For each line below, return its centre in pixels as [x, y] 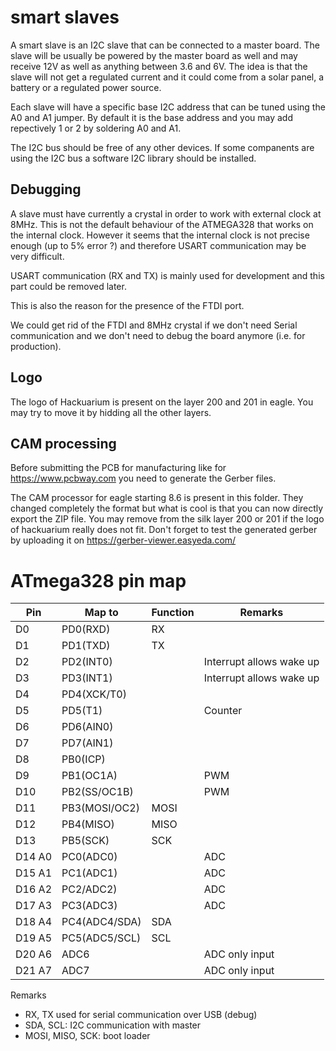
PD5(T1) [82, 711]
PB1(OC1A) [89, 776]
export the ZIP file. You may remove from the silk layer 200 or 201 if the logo [167, 519]
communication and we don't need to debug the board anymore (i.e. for [158, 335]
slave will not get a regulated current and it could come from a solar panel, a [167, 77]
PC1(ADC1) [89, 873]
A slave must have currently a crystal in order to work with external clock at [166, 213]
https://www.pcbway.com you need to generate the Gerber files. [143, 478]
